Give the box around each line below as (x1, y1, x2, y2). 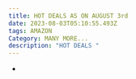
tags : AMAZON (8, 27, 53, 35)
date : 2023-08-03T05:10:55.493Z (8, 19, 117, 27)
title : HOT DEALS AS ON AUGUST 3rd (8, 11, 129, 20)
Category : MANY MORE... (8, 34, 89, 43)
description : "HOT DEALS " (8, 42, 100, 50)
